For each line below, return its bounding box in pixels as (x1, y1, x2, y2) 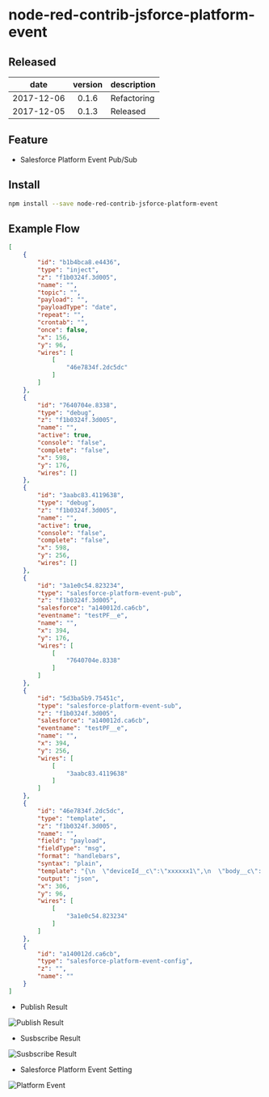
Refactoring (110, 93, 155, 103)
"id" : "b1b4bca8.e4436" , (37, 259, 121, 267)
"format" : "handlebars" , (37, 852, 121, 860)
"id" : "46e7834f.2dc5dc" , (37, 807, 125, 815)
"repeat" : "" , (37, 311, 85, 319)
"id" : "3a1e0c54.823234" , (37, 581, 125, 589)
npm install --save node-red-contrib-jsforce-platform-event (8, 200, 219, 208)
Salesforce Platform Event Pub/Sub (19, 154, 137, 164)
